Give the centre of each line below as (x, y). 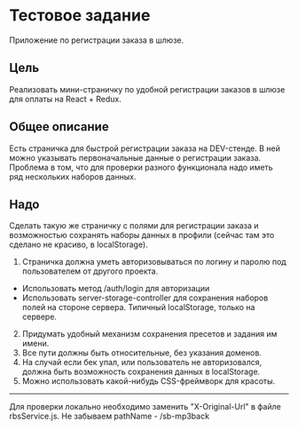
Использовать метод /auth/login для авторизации (116, 289)
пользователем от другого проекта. (90, 271)
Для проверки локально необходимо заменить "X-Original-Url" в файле (145, 407)
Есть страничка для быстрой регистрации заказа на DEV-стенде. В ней (145, 148)
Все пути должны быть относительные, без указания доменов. (141, 353)
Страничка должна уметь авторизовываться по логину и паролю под (154, 262)
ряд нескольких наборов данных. (73, 176)
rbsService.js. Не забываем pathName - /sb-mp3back (110, 416)
